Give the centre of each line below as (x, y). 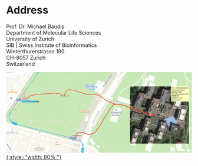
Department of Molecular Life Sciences (54, 32)
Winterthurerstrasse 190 (35, 51)
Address (27, 10)
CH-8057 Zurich (26, 57)
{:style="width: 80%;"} (34, 157)
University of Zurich (30, 39)
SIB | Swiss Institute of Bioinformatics (52, 45)
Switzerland (21, 64)
